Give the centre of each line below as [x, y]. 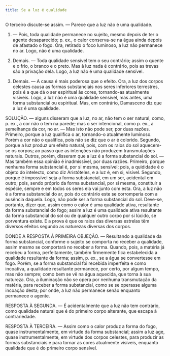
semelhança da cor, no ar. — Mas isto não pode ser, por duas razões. [78, 129]
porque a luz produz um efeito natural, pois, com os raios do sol [72, 145]
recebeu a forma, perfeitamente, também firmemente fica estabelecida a [81, 252]
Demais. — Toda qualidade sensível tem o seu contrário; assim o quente [88, 60]
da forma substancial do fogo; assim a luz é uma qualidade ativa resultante [83, 210]
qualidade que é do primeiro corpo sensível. [51, 348]
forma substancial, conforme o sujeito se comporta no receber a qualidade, [84, 241]
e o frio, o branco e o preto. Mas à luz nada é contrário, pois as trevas [86, 66]
